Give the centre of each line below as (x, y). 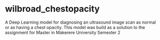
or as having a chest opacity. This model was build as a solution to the (75, 27)
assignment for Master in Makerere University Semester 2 (63, 32)
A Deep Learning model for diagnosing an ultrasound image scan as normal (80, 22)
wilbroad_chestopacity (52, 9)
